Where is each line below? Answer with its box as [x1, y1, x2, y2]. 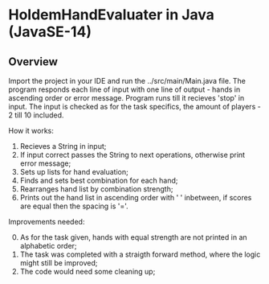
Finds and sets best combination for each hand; [19, 175, 178, 185]
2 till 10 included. [8, 110, 64, 120]
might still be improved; [19, 258, 98, 267]
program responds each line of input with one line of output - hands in [8, 84, 241, 94]
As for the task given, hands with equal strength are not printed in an [19, 233, 247, 242]
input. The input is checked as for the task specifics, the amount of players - [8, 102, 261, 111]
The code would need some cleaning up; [19, 267, 156, 276]
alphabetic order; [19, 241, 78, 250]
